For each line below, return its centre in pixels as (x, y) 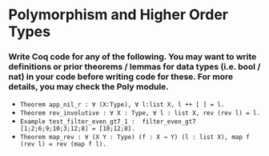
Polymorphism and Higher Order (118, 15)
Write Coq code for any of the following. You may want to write (132, 57)
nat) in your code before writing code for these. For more (121, 77)
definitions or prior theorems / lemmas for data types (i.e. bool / (134, 67)
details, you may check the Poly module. (89, 87)
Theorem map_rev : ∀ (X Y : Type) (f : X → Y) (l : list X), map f (134, 138)
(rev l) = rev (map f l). (63, 144)
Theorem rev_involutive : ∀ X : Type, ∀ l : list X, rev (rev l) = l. (140, 114)
